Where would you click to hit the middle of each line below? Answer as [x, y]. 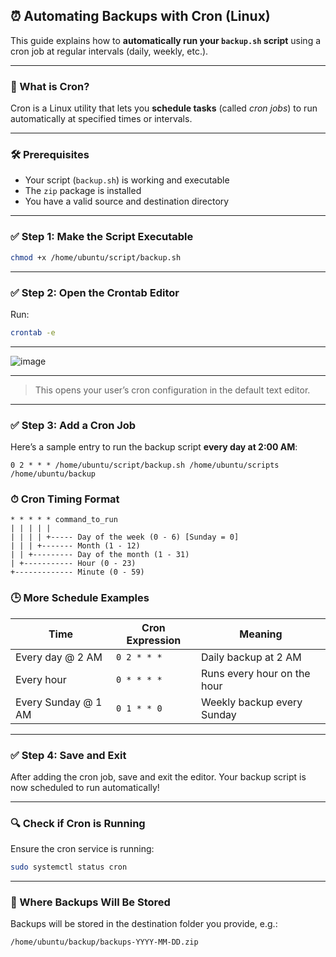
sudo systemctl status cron [69, 867]
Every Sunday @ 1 [59, 702]
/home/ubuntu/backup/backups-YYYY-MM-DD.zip [104, 942]
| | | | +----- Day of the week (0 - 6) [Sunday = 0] [125, 537]
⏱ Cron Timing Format [65, 499]
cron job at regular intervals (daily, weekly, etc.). [109, 51]
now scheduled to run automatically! [85, 787]
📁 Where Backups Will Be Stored [90, 902]
